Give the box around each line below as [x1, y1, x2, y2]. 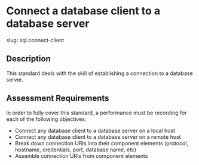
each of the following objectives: [6, 115, 87, 123]
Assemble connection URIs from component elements [14, 152, 148, 159]
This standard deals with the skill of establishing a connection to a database [6, 70, 193, 77]
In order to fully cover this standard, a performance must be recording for [6, 109, 187, 116]
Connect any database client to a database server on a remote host [14, 133, 181, 141]
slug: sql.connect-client [6, 36, 65, 43]
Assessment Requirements [6, 94, 109, 104]
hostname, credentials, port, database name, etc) [14, 146, 136, 153]
